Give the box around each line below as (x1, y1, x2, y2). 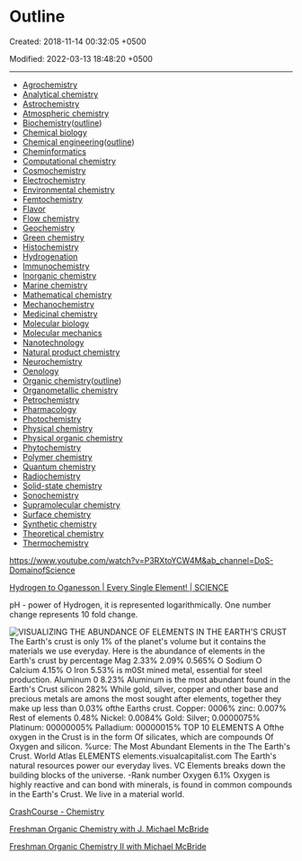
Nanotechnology (22, 337, 84, 348)
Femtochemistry (22, 193, 84, 204)
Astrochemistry (22, 98, 80, 109)
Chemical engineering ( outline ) (22, 137, 135, 147)
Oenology (22, 366, 59, 377)
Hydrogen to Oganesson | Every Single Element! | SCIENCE (9, 581, 229, 592)
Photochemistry (22, 413, 82, 424)
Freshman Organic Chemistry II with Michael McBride (9, 840, 207, 851)
